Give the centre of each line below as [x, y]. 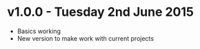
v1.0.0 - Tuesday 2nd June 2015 [101, 12]
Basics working [39, 31]
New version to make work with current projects [85, 38]
